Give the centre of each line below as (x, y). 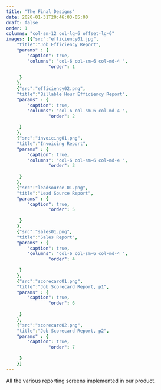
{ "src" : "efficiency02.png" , (51, 89)
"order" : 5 (62, 210)
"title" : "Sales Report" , (47, 237)
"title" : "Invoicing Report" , (52, 144)
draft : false (22, 22)
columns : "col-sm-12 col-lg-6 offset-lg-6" (60, 34)
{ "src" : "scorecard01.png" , (50, 281)
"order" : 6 (62, 303)
